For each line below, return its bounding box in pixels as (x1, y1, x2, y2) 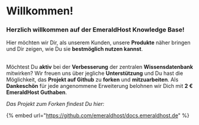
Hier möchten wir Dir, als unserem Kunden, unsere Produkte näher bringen (6, 39, 191, 46)
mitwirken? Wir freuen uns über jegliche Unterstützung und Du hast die (6, 70, 183, 77)
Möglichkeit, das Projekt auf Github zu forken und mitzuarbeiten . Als (6, 76, 179, 83)
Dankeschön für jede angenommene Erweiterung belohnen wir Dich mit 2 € (6, 83, 193, 90)
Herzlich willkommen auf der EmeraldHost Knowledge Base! (6, 26, 185, 34)
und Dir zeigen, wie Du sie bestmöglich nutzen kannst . (6, 45, 143, 53)
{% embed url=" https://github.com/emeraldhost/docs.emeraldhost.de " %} (6, 112, 190, 119)
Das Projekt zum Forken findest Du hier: (6, 100, 105, 108)
